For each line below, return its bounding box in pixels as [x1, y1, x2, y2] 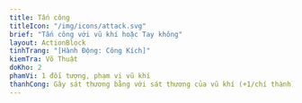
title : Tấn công [9, 13, 70, 22]
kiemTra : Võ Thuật [9, 55, 78, 64]
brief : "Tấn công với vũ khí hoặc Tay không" [9, 30, 182, 39]
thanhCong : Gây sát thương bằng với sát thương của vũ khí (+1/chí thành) [9, 80, 296, 89]
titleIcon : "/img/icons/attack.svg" [9, 21, 147, 30]
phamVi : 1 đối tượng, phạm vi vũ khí [9, 72, 151, 81]
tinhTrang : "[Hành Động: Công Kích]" [9, 47, 151, 56]
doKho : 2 [9, 64, 42, 73]
